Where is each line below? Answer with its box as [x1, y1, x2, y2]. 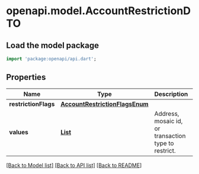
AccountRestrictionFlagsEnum [60, 99, 149, 108]
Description [154, 90, 188, 98]
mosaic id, [154, 117, 183, 125]
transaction [154, 131, 186, 140]
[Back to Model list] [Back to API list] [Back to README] [6, 162, 142, 169]
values [9, 128, 28, 136]
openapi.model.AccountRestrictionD [6, 4, 191, 18]
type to [154, 139, 174, 147]
